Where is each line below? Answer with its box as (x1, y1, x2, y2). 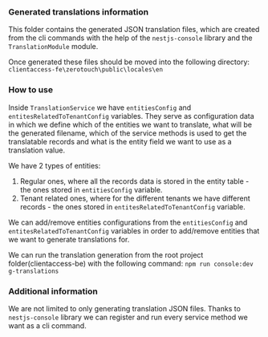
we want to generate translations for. (8, 234, 130, 244)
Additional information (8, 286, 99, 297)
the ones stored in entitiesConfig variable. (19, 185, 163, 194)
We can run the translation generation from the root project (8, 250, 204, 259)
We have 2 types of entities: (8, 160, 101, 170)
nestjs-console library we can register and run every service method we (8, 312, 249, 322)
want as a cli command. (8, 320, 87, 331)
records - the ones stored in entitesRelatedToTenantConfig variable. (19, 201, 246, 211)
